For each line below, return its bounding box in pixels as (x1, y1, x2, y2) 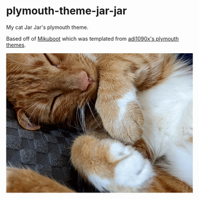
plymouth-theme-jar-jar (6, 4, 127, 18)
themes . (6, 41, 26, 48)
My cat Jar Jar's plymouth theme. (6, 24, 89, 31)
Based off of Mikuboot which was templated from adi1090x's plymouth (6, 35, 179, 42)
